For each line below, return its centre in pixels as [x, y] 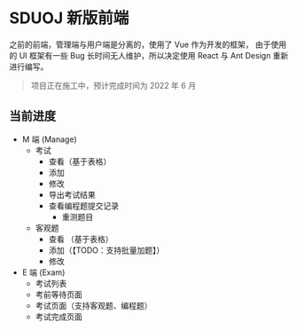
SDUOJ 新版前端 [69, 18]
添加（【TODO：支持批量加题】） [106, 250]
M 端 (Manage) [49, 139]
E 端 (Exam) [43, 272]
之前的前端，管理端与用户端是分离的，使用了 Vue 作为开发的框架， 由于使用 [148, 44]
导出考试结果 [72, 194]
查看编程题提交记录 [84, 206]
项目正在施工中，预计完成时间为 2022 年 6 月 [113, 85]
